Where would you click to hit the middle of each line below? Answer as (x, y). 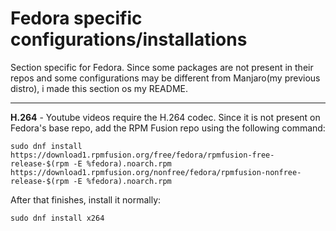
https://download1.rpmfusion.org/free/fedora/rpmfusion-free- (142, 155)
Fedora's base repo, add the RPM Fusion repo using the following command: (168, 128)
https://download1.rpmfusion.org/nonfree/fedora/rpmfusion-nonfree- (156, 172)
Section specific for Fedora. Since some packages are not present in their (162, 67)
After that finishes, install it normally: (86, 199)
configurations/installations (129, 39)
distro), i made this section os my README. (99, 88)
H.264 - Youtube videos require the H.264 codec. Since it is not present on (165, 117)
